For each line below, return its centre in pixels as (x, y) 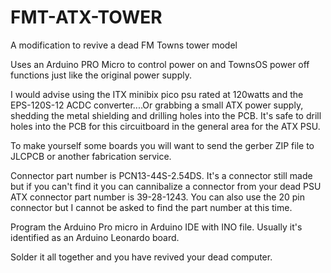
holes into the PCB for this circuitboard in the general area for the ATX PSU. (165, 126)
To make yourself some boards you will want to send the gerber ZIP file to (162, 145)
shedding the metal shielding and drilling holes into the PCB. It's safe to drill (166, 115)
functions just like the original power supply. (101, 75)
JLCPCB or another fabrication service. (91, 156)
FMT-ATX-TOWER (86, 17)
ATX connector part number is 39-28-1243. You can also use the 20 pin (157, 197)
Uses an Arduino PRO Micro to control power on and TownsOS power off (160, 64)
